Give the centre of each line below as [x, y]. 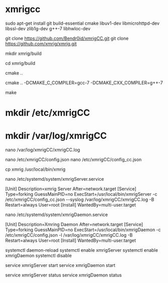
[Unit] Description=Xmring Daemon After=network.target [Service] [74, 225]
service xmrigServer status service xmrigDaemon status [64, 275]
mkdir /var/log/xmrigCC [56, 136]
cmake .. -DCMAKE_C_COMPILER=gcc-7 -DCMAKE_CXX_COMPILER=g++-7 [84, 83]
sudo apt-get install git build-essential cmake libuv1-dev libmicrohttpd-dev [82, 23]
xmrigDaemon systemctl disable [38, 256]
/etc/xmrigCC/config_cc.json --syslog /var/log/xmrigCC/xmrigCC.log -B [80, 199]
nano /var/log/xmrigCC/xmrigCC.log [43, 150]
